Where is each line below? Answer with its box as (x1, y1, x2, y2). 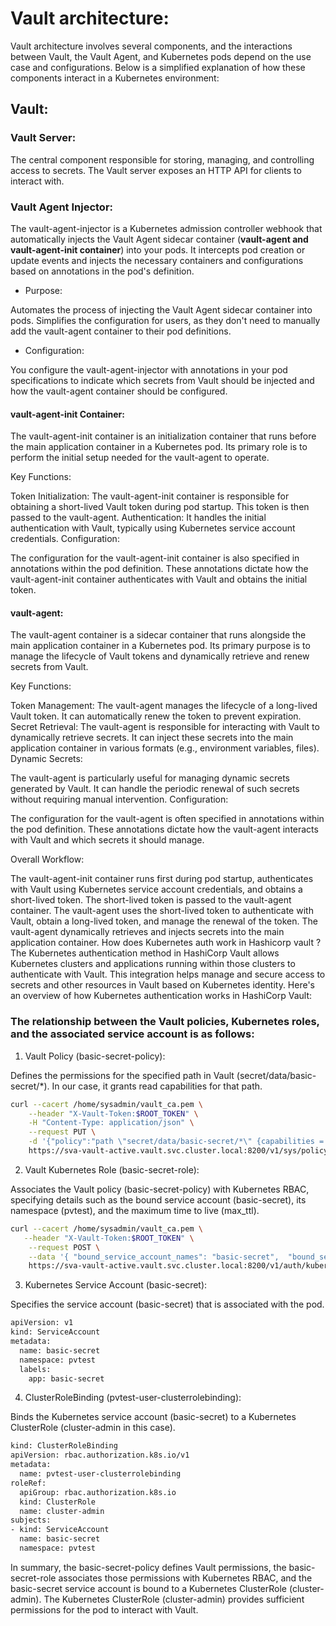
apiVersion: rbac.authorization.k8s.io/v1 (10, 1450, 190, 1461)
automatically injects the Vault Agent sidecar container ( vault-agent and (10, 233, 309, 245)
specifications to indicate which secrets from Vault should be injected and (10, 374, 315, 386)
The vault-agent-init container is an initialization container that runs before (10, 430, 317, 442)
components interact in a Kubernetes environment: (10, 72, 220, 84)
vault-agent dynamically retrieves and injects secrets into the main (10, 926, 285, 938)
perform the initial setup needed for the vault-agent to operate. (10, 452, 270, 464)
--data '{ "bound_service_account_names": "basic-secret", (28, 1252, 280, 1262)
